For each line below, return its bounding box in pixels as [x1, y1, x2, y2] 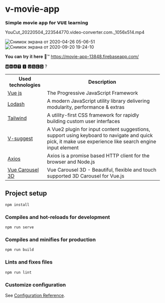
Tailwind [7, 115, 27, 121]
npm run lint [5, 270, 32, 275]
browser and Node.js [47, 158, 95, 165]
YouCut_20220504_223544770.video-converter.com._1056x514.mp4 [5, 29, 145, 35]
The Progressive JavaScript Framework [47, 90, 138, 96]
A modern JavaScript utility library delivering [47, 97, 150, 104]
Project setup [5, 189, 48, 198]
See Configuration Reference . [5, 292, 65, 298]
